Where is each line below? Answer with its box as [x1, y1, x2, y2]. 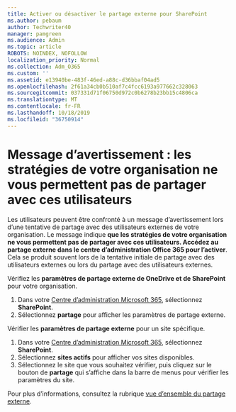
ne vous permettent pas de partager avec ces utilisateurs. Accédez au [7, 238, 218, 246]
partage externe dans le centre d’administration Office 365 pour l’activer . [7, 245, 228, 254]
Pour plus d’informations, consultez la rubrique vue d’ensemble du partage [7, 389, 226, 398]
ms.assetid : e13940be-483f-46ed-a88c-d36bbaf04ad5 [7, 76, 160, 84]
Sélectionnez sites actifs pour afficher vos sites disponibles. [17, 352, 195, 362]
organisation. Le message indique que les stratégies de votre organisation [7, 230, 227, 238]
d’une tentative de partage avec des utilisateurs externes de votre [7, 223, 200, 231]
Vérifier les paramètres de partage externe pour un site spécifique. [7, 324, 206, 333]
